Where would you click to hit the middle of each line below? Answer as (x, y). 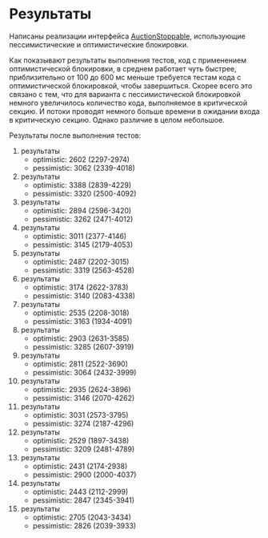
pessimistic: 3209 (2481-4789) (84, 449)
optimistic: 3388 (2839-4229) (82, 184)
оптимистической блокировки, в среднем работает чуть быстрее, (123, 68)
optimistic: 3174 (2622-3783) (80, 287)
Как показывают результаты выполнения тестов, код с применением (128, 60)
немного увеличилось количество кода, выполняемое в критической (128, 103)
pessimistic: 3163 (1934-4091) (82, 321)
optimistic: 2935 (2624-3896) (82, 389)
